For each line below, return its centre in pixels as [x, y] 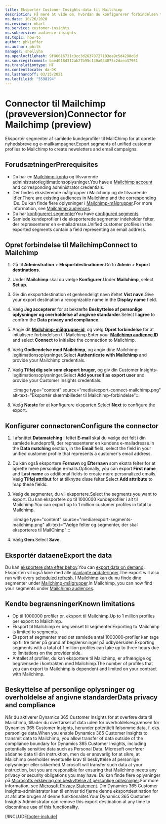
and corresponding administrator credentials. [58, 187]
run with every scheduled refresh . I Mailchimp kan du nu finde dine [73, 578]
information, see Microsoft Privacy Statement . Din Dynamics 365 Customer [82, 786]
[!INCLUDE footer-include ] [31, 816]
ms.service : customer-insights [37, 28]
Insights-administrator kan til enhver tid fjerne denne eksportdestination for [82, 791]
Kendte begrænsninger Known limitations [70, 604]
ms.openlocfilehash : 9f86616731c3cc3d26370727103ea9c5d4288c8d [72, 56]
